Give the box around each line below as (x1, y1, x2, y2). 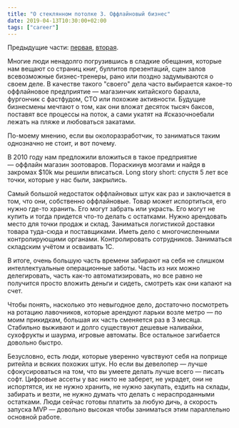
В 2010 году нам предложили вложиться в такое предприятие (7, 153, 198, 161)
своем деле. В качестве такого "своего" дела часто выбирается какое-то (7, 80, 233, 88)
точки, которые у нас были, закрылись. (7, 175, 127, 184)
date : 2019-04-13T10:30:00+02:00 (7, 17, 107, 24)
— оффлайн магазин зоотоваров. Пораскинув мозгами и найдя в (7, 160, 205, 169)
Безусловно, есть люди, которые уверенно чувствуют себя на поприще (7, 352, 228, 361)
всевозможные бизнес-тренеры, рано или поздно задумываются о (7, 72, 214, 81)
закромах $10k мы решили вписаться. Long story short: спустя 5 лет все (7, 168, 228, 177)
